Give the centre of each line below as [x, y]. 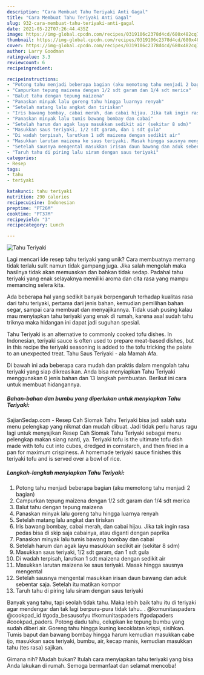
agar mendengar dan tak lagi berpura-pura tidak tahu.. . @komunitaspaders [101, 609]
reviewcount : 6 [26, 62]
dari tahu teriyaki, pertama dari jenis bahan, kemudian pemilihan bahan [95, 303]
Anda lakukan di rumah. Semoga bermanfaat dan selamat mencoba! [91, 666]
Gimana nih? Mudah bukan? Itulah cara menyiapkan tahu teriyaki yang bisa [100, 659]
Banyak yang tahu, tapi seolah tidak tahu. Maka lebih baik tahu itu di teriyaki [101, 602]
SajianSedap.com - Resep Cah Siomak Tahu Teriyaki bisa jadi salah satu [97, 420]
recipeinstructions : [33, 79]
